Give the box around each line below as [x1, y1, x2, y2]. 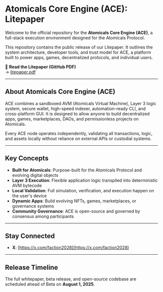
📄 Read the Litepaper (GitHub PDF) [5, 64, 76, 70]
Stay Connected [5, 231, 55, 240]
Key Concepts [5, 154, 49, 163]
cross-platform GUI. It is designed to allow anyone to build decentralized [5, 110, 150, 117]
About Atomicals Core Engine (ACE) [5, 88, 115, 96]
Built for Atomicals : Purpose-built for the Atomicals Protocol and [12, 167, 142, 173]
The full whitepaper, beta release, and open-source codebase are [5, 276, 137, 282]
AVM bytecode [12, 183, 42, 188]
